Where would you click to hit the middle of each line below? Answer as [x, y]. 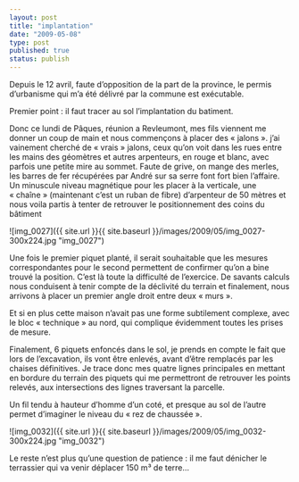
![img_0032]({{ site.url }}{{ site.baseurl [80, 431]
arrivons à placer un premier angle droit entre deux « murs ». [121, 296]
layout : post [33, 17]
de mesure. [30, 332]
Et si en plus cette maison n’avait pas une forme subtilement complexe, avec [149, 313]
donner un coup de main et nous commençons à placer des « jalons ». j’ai [145, 138]
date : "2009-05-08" [46, 34]
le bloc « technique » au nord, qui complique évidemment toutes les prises [146, 323]
